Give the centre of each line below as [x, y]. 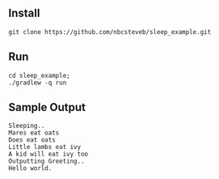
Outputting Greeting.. [46, 161]
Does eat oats [32, 140]
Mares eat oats [34, 133]
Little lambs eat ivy [45, 147]
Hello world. [30, 168]
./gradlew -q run [38, 83]
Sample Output [47, 107]
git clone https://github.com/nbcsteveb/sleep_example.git [110, 32]
